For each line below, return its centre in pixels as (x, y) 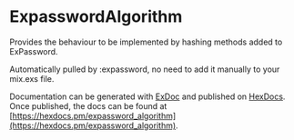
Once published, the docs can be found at (88, 105)
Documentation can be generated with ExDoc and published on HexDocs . (147, 96)
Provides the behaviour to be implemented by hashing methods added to (146, 42)
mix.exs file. (32, 78)
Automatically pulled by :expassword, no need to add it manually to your (145, 69)
